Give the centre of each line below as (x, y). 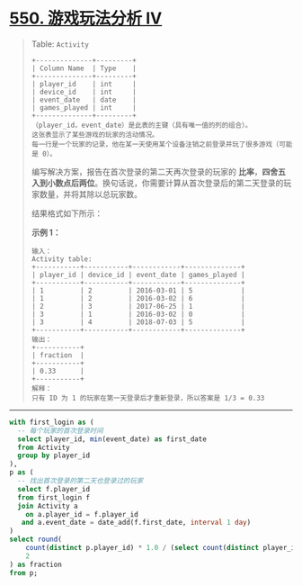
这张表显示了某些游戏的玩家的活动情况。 (95, 135)
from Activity (44, 447)
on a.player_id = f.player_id (82, 514)
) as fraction (36, 564)
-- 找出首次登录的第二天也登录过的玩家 (80, 481)
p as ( (22, 473)
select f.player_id (54, 489)
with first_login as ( (52, 422)
